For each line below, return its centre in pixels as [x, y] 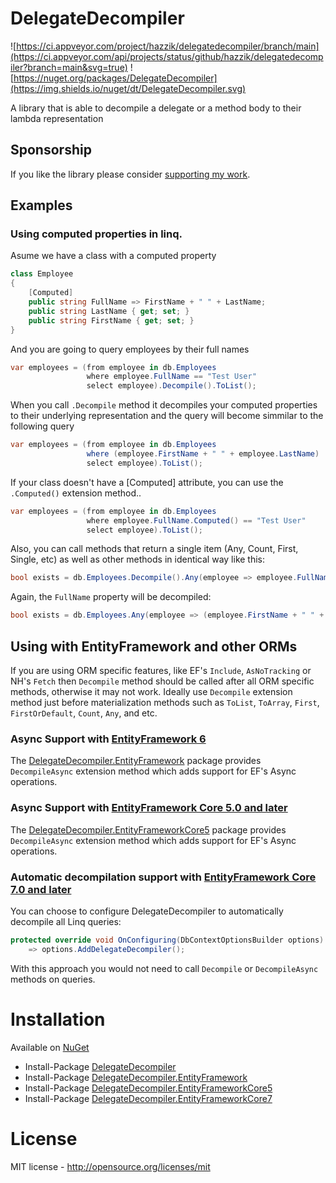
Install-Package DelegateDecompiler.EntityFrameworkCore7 [148, 1098]
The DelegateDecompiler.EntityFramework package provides [136, 761]
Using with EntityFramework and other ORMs [154, 646]
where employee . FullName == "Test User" [171, 377]
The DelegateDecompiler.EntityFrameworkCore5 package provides [148, 829]
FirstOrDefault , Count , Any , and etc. [84, 713]
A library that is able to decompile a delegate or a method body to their [156, 108]
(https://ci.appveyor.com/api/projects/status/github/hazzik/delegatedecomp [167, 56]
